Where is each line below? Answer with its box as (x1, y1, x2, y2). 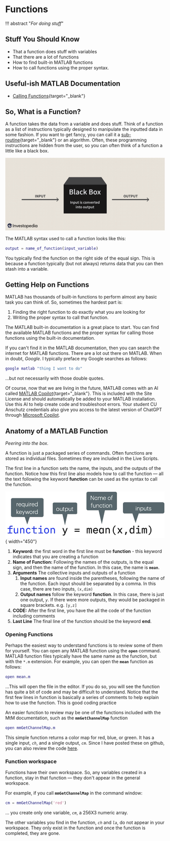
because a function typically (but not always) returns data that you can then (5, 260, 163, 267)
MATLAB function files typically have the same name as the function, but (5, 653, 157, 660)
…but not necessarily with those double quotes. (5, 375, 105, 381)
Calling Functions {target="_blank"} (12, 93, 86, 99)
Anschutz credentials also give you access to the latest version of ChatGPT (5, 407, 162, 413)
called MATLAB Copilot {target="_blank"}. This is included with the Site (5, 390, 152, 396)
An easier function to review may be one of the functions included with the (5, 710, 161, 716)
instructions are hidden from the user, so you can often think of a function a (5, 142, 163, 149)
